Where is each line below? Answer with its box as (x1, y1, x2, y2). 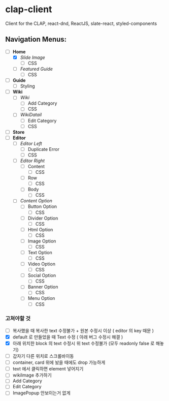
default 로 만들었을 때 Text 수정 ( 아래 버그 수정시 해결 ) (12, 334, 123, 340)
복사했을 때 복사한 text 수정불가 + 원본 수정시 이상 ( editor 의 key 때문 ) (12, 327, 154, 333)
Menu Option (27, 295, 55, 301)
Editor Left (20, 140, 42, 146)
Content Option (20, 198, 52, 204)
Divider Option (27, 215, 58, 221)
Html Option (27, 226, 53, 232)
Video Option (27, 261, 56, 267)
